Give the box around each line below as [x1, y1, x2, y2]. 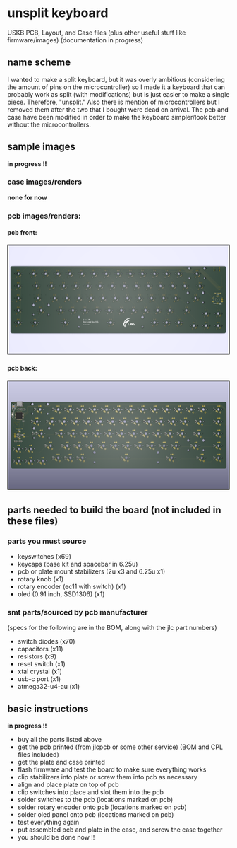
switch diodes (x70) [17, 637, 75, 646]
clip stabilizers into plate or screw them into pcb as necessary [17, 773, 197, 782]
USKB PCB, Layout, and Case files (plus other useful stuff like [7, 28, 186, 37]
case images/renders [7, 177, 83, 187]
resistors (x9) [17, 652, 57, 661]
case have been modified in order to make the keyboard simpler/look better [7, 112, 227, 121]
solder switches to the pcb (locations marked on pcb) [17, 796, 174, 804]
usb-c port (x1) [17, 675, 61, 683]
